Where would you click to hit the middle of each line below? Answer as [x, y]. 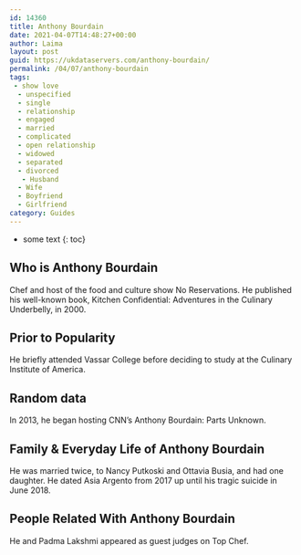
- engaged [36, 120]
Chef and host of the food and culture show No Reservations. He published [150, 289]
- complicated [44, 137]
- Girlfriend [42, 205]
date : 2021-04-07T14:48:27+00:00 [73, 35]
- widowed [36, 153]
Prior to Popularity [62, 337]
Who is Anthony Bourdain [83, 268]
